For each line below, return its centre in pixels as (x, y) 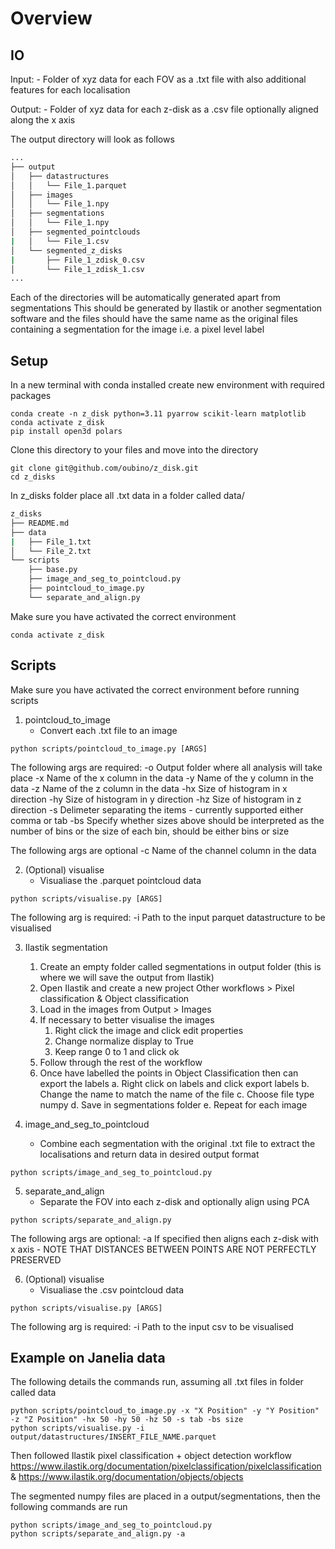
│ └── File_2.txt (51, 551)
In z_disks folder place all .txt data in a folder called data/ (127, 496)
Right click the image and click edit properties (149, 1030)
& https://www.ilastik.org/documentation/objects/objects (127, 1477)
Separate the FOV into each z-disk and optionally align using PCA (174, 1201)
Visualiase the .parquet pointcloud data (120, 880)
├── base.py (53, 570)
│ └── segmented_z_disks (66, 250)
